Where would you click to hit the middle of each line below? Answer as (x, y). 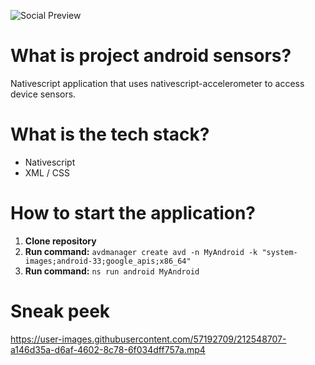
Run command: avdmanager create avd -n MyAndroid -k (141, 251)
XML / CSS (47, 172)
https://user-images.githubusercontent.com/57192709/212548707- (148, 339)
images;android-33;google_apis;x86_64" (108, 261)
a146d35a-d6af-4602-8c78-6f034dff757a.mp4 (108, 349)
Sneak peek (60, 311)
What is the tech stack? (110, 134)
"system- (279, 252)
